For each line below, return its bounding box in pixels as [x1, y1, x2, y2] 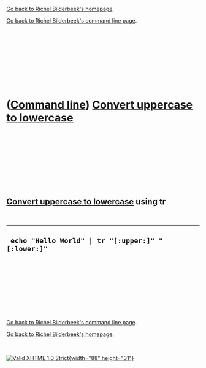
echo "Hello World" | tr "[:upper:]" [10, 236, 155, 245]
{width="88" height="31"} [68, 354, 134, 361]
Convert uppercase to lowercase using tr [6, 196, 166, 207]
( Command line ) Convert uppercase [6, 98, 193, 112]
